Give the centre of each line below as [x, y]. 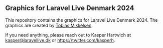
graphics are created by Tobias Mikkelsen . [49, 25]
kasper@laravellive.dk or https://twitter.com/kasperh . [60, 40]
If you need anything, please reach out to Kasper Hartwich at [68, 35]
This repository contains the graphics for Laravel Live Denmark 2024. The [81, 20]
